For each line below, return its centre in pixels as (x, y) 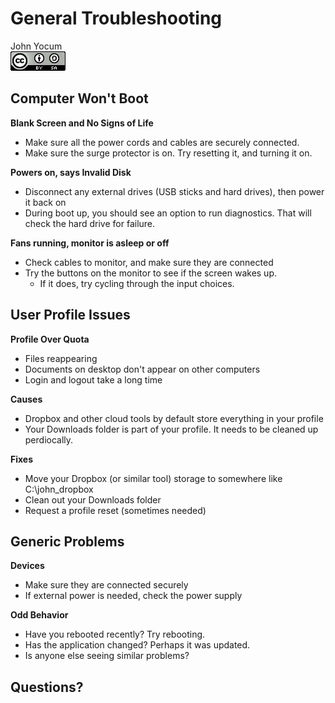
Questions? (47, 687)
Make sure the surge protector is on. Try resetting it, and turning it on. (168, 153)
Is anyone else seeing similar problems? (107, 656)
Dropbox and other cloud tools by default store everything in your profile (174, 418)
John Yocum (36, 46)
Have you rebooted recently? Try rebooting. (115, 634)
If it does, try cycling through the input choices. (137, 283)
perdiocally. (49, 439)
